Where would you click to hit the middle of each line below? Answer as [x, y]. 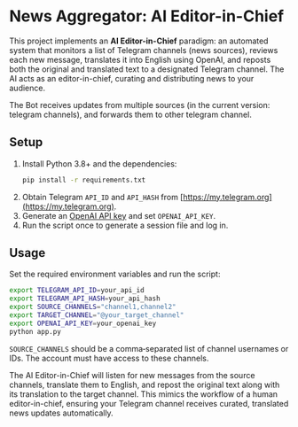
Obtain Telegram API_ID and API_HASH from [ [102, 197]
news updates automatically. [61, 413]
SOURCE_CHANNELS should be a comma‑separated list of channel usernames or [149, 348]
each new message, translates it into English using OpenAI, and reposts [140, 59]
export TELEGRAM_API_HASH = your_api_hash [85, 299]
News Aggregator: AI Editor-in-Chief [147, 16]
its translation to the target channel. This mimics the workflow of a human [143, 394]
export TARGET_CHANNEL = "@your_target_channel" [97, 315]
